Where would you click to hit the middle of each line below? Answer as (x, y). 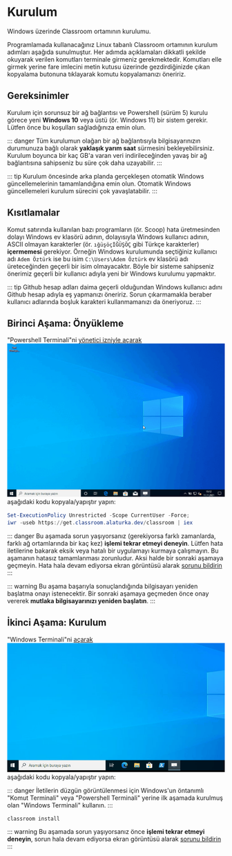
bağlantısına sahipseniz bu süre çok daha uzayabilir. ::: (85, 163)
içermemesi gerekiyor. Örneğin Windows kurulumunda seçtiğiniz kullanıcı (112, 251)
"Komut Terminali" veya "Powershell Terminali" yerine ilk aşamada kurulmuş (115, 798)
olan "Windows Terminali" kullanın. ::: (60, 805)
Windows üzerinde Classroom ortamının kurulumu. (79, 31)
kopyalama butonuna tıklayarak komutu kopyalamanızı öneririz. (97, 74)
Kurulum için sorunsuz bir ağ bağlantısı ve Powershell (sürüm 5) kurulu (108, 112)
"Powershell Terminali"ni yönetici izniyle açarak (75, 340)
